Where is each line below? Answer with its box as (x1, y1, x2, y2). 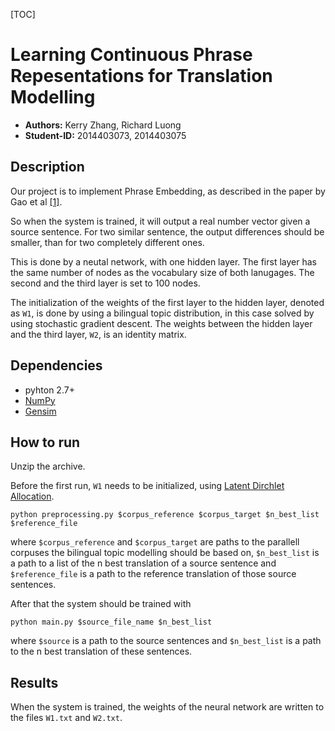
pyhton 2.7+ (24, 384, 75, 396)
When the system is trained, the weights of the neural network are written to (10, 701, 325, 713)
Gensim (24, 405, 57, 417)
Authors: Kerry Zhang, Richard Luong (24, 119, 182, 131)
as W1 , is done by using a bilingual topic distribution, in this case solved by (10, 307, 315, 319)
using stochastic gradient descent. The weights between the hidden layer (10, 317, 313, 329)
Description (10, 159, 85, 176)
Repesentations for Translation (10, 65, 273, 88)
